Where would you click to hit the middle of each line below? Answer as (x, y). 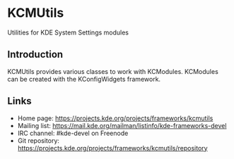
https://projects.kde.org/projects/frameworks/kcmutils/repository (112, 148)
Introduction (35, 55)
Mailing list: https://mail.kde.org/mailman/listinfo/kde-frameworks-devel (122, 125)
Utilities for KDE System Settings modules (68, 32)
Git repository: (39, 140)
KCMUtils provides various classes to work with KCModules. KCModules (113, 71)
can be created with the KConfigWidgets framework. (84, 79)
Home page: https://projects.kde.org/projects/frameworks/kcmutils (115, 118)
